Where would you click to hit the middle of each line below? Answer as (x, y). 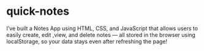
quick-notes (38, 11)
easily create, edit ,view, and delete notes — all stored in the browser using (101, 34)
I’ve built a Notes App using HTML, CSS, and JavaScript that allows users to (102, 28)
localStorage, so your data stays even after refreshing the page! (87, 41)
